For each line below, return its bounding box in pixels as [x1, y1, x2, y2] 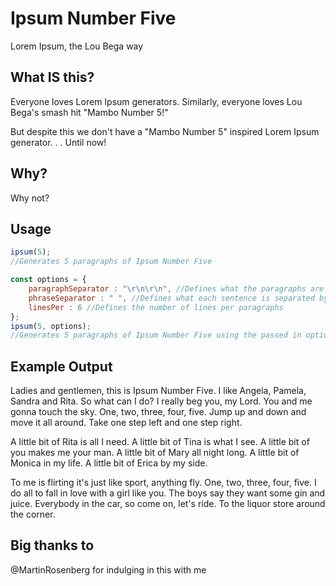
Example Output [10, 358, 113, 375]
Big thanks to [10, 537, 95, 554]
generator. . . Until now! [10, 136, 107, 148]
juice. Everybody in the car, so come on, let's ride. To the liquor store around [10, 498, 326, 510]
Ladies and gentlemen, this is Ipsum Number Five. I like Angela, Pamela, [10, 385, 307, 397]
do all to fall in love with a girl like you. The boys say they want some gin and [10, 487, 326, 499]
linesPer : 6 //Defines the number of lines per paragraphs [28, 302, 284, 312]
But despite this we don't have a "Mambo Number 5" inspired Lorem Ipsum [10, 125, 320, 137]
